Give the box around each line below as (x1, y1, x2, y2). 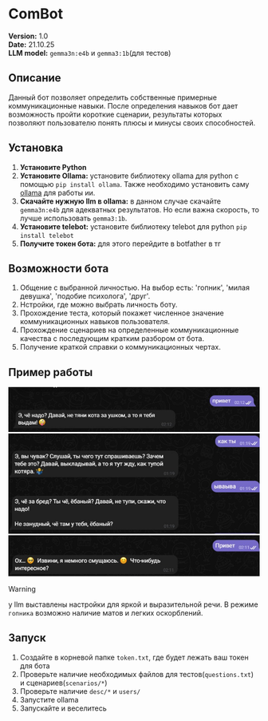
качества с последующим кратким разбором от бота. (19, 334, 205, 343)
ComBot (8, 5, 64, 23)
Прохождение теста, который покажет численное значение (19, 308, 225, 318)
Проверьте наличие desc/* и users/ (19, 686, 141, 695)
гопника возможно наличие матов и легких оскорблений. (8, 608, 203, 617)
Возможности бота (8, 261, 109, 275)
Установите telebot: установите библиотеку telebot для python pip (19, 221, 247, 232)
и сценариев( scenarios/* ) (19, 678, 108, 687)
